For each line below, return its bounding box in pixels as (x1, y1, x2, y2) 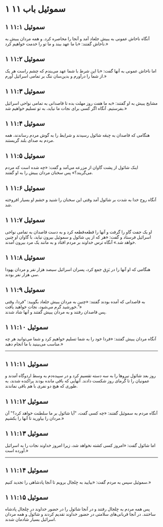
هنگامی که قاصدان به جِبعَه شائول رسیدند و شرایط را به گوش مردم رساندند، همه (5, 132, 150, 138)
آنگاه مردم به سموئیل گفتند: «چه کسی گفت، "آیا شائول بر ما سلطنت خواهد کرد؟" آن (5, 410, 158, 416)
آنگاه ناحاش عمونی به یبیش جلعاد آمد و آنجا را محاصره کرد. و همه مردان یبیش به (5, 36, 150, 41)
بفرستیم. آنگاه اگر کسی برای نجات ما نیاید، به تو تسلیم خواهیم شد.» (5, 105, 127, 111)
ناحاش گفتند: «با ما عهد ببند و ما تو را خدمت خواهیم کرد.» (5, 41, 109, 47)
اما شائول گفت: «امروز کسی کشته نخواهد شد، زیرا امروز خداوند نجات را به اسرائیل (5, 442, 156, 448)
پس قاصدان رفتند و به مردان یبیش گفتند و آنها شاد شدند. (5, 309, 107, 315)
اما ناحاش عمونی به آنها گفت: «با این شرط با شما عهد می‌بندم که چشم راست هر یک (5, 68, 157, 74)
